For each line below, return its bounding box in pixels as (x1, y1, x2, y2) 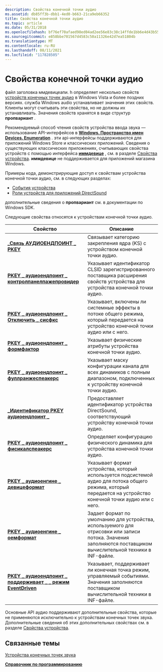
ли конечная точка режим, (87, 566, 150, 573)
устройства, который (87, 466, 137, 472)
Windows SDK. (5, 205, 35, 211)
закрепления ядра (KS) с (87, 240, 147, 247)
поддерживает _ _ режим (7, 579, 69, 585)
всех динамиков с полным (87, 369, 150, 376)
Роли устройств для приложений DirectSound (12, 190, 107, 196)
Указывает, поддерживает (87, 561, 150, 567)
